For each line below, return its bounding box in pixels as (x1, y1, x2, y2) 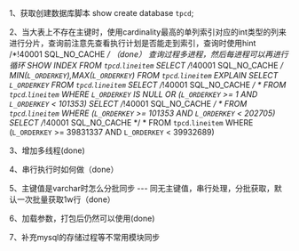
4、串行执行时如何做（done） (9, 164, 119, 174)
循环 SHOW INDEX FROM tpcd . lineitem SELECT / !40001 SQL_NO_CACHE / (9, 61, 284, 70)
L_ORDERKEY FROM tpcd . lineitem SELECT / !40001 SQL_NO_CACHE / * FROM (9, 79, 287, 90)
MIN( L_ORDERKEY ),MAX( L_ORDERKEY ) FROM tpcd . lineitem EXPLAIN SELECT (9, 70, 279, 80)
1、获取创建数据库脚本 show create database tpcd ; (9, 8, 194, 18)
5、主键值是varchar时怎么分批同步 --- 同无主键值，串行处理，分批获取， (9, 183, 275, 193)
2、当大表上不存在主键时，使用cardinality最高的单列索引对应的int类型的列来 (9, 27, 287, 37)
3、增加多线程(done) (9, 145, 86, 156)
